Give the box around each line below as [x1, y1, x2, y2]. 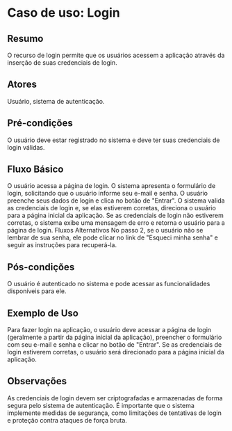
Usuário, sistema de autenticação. [7, 97, 106, 105]
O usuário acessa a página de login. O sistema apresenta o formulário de [7, 182, 216, 190]
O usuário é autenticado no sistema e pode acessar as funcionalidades [7, 280, 210, 288]
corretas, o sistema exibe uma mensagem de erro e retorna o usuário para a [7, 219, 226, 227]
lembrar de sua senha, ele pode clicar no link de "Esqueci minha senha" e [7, 233, 219, 242]
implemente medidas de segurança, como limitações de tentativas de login [7, 409, 222, 417]
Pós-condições [7, 261, 75, 273]
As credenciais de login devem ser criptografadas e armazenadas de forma [7, 393, 224, 402]
